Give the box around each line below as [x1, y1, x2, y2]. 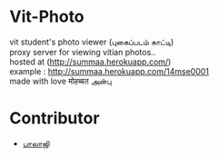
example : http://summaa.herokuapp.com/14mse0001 [9, 65, 210, 76]
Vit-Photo [9, 6, 84, 27]
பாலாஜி [22, 138, 50, 149]
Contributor [9, 108, 100, 129]
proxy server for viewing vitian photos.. [9, 46, 156, 57]
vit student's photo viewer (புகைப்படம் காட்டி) [9, 36, 174, 47]
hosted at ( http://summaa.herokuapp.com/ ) [9, 56, 172, 67]
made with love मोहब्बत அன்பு [9, 75, 112, 86]
